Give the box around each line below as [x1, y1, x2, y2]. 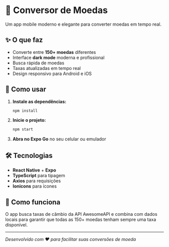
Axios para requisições [12, 178, 61, 184]
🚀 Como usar [5, 85, 46, 94]
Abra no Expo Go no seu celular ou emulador [12, 136, 107, 142]
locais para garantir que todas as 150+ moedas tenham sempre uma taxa [5, 216, 156, 222]
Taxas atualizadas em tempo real [12, 65, 81, 71]
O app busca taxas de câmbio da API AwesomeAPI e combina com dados [5, 211, 157, 217]
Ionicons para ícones [12, 183, 57, 189]
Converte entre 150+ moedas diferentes [12, 49, 97, 55]
